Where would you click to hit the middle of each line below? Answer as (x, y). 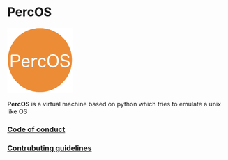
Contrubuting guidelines (50, 148)
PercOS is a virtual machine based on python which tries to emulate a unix (114, 104)
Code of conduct (36, 129)
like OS (17, 111)
